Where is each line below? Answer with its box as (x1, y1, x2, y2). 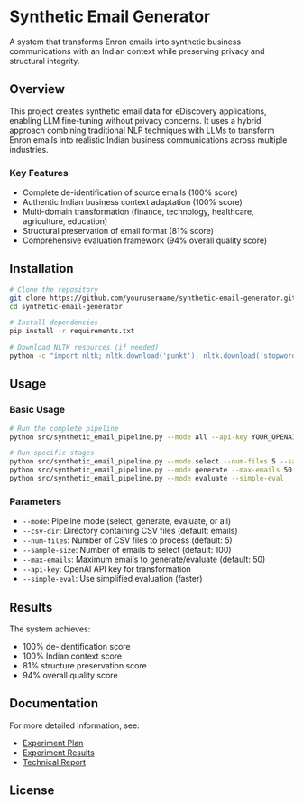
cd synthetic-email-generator (9, 302, 124, 311)
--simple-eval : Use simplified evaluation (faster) (22, 574, 203, 584)
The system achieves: (9, 623, 91, 634)
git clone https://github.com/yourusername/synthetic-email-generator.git (9, 294, 297, 303)
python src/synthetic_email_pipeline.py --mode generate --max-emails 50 (9, 465, 293, 475)
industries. (9, 144, 49, 154)
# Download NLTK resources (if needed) (9, 343, 160, 352)
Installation (9, 261, 74, 276)
